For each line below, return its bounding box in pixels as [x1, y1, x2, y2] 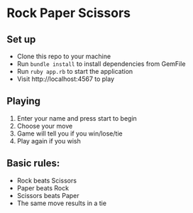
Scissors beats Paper [16, 191, 79, 200]
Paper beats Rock [16, 183, 69, 192]
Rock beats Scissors [16, 176, 77, 185]
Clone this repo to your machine [16, 52, 111, 60]
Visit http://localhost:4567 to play [16, 75, 115, 83]
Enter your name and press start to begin [16, 114, 138, 122]
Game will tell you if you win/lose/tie [16, 129, 123, 138]
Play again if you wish [16, 136, 81, 145]
